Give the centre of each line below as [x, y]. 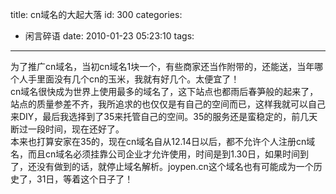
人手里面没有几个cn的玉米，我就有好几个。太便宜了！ [129, 79]
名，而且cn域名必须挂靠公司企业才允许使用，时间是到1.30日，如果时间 [155, 154]
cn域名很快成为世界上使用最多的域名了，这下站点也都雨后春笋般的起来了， [164, 91]
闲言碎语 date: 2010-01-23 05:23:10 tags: [109, 36]
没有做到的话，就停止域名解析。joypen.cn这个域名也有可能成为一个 [175, 166]
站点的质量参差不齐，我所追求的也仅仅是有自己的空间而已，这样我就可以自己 [168, 104]
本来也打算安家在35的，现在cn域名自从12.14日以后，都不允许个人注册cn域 [163, 141]
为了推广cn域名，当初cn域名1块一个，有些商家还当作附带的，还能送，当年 [162, 66]
